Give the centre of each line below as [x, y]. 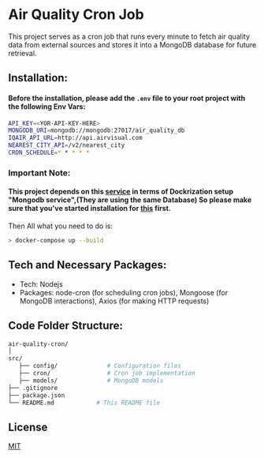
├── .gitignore [33, 388]
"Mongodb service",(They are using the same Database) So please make [130, 200]
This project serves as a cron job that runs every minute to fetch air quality [129, 36]
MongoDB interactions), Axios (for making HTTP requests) [114, 301]
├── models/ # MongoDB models [91, 381]
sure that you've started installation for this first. [90, 208]
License [28, 427]
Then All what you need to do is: [60, 226]
